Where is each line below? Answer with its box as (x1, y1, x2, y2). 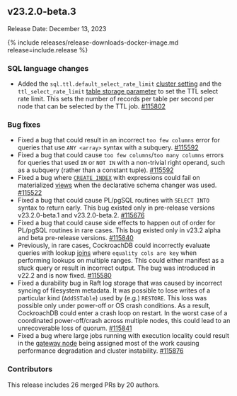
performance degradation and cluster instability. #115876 (17, 346, 184, 355)
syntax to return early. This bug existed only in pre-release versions (17, 203, 215, 212)
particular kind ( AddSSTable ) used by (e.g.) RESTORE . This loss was (17, 294, 207, 302)
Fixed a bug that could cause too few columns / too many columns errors (17, 151, 224, 159)
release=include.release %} (7, 45, 88, 54)
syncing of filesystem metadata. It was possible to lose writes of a (17, 286, 211, 295)
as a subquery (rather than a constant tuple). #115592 (17, 166, 174, 174)
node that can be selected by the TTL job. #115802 (17, 102, 166, 111)
